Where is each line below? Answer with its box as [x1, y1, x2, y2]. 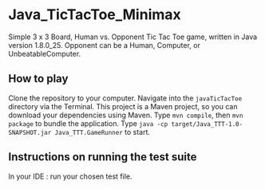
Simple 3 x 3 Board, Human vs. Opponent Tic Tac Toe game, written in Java [8, 32, 258, 41]
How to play [8, 72, 69, 85]
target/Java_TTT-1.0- [171, 120, 243, 128]
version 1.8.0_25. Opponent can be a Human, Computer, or [8, 40, 201, 49]
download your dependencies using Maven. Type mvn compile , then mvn [8, 110, 243, 120]
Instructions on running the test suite [8, 150, 197, 164]
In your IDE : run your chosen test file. [8, 171, 132, 181]
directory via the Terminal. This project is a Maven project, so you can [8, 101, 238, 111]
